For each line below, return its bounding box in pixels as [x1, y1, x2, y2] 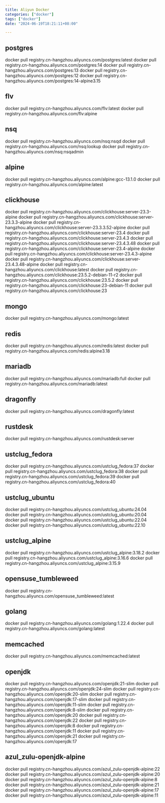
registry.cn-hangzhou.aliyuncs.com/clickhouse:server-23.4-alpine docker [5, 246, 155, 251]
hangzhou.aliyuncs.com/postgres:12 [5, 73, 79, 79]
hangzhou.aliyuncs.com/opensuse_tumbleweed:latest [5, 593, 114, 599]
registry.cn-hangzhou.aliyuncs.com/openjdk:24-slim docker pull [5, 686, 136, 692]
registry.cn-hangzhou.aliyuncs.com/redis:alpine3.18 [5, 348, 110, 354]
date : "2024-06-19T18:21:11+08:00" [5, 21, 78, 26]
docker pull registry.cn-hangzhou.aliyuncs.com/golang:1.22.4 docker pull [5, 620, 154, 626]
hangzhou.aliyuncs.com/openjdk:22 [5, 717, 78, 723]
